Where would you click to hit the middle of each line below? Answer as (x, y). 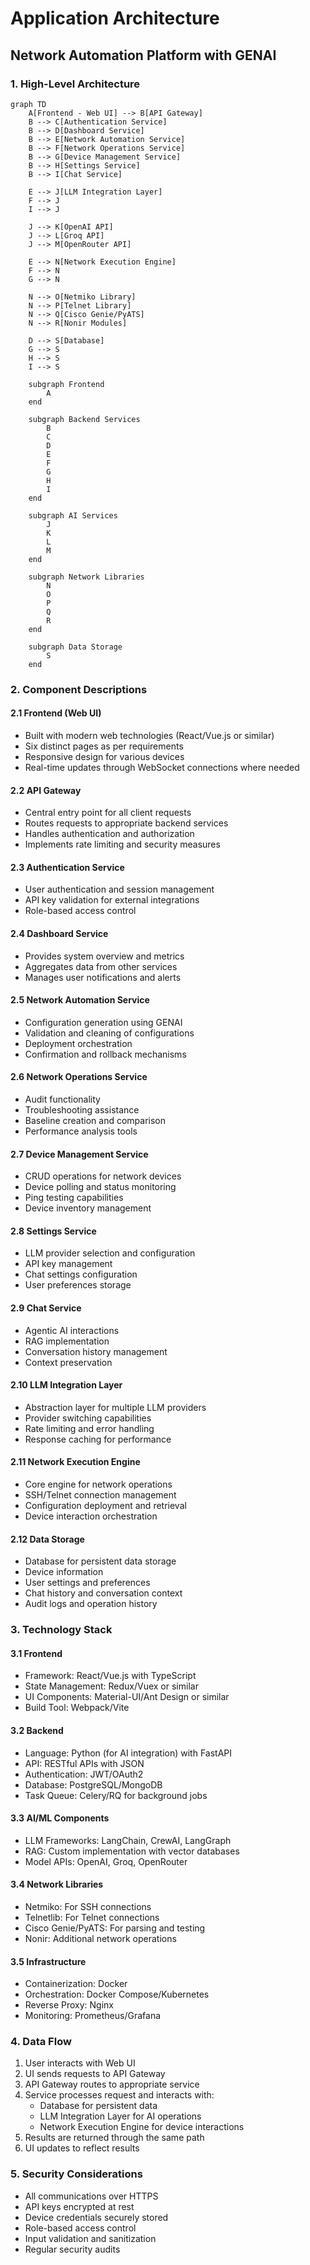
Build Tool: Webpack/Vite (77, 1708)
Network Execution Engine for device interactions (142, 2127)
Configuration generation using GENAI (103, 1022)
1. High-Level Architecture (75, 84)
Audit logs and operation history (91, 1604)
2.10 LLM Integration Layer (66, 1385)
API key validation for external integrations (112, 900)
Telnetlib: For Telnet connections (92, 1917)
